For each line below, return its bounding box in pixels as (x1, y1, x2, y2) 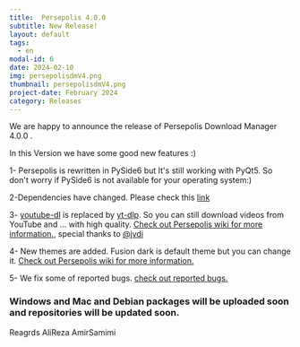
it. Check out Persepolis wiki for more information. (9, 256, 194, 266)
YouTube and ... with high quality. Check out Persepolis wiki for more (9, 219, 263, 230)
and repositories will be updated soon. (9, 307, 180, 319)
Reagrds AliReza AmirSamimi (9, 326, 116, 337)
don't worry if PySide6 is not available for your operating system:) (9, 175, 253, 186)
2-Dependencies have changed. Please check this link (9, 192, 210, 203)
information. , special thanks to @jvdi (9, 229, 144, 239)
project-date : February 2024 (9, 88, 118, 97)
